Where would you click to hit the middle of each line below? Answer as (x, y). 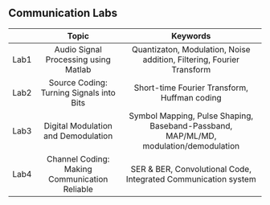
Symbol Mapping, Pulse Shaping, (191, 116)
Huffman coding (191, 97)
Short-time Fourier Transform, (191, 88)
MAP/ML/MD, (191, 136)
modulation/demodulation (191, 146)
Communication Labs (63, 13)
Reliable (78, 189)
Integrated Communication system (191, 178)
